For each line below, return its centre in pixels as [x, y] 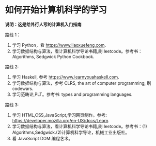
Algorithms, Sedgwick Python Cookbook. [53, 56]
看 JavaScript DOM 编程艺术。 [42, 138]
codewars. [23, 89]
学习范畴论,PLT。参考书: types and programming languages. [72, 94]
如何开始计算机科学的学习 [56, 10]
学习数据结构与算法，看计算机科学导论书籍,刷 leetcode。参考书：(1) [79, 126]
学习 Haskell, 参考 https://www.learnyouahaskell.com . [66, 77]
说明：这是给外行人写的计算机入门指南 [43, 24]
